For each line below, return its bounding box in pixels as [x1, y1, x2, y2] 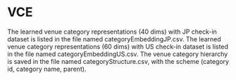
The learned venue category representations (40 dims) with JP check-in [7, 27, 217, 36]
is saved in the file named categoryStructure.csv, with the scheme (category [7, 57, 230, 65]
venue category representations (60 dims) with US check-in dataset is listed [7, 42, 229, 51]
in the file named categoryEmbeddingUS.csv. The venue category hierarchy [7, 50, 228, 58]
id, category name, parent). [7, 65, 87, 73]
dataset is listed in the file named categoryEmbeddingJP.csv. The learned [7, 34, 222, 43]
